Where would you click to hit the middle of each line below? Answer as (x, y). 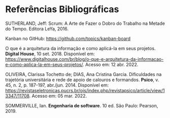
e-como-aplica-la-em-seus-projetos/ (44, 64)
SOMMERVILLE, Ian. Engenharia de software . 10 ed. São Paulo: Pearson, (82, 105)
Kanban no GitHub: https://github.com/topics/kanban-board (68, 38)
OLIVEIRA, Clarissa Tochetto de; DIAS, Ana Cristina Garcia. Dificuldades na (83, 74)
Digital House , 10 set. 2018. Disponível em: (50, 54)
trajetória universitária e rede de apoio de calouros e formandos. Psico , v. (82, 80)
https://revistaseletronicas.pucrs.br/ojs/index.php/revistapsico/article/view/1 (85, 90)
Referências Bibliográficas (62, 9)
